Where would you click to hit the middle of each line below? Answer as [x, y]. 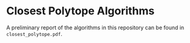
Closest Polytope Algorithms [80, 11]
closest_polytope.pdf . [34, 33]
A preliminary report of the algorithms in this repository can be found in [95, 27]
